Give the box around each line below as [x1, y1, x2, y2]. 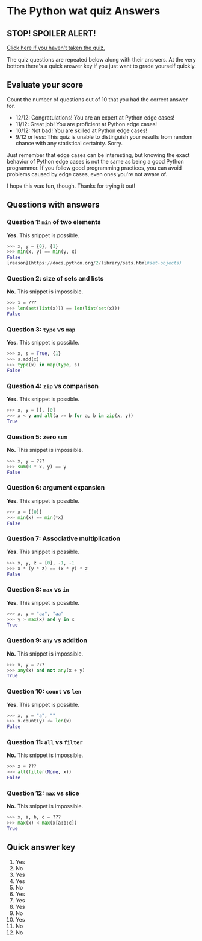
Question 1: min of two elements [7, 218, 101, 226]
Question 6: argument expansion [7, 483, 105, 492]
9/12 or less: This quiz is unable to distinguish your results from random [15, 133, 193, 140]
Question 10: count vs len [7, 687, 82, 695]
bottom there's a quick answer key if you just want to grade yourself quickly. [7, 62, 196, 69]
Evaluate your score [7, 80, 84, 90]
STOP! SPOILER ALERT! [7, 28, 96, 39]
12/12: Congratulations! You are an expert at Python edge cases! [15, 113, 175, 121]
